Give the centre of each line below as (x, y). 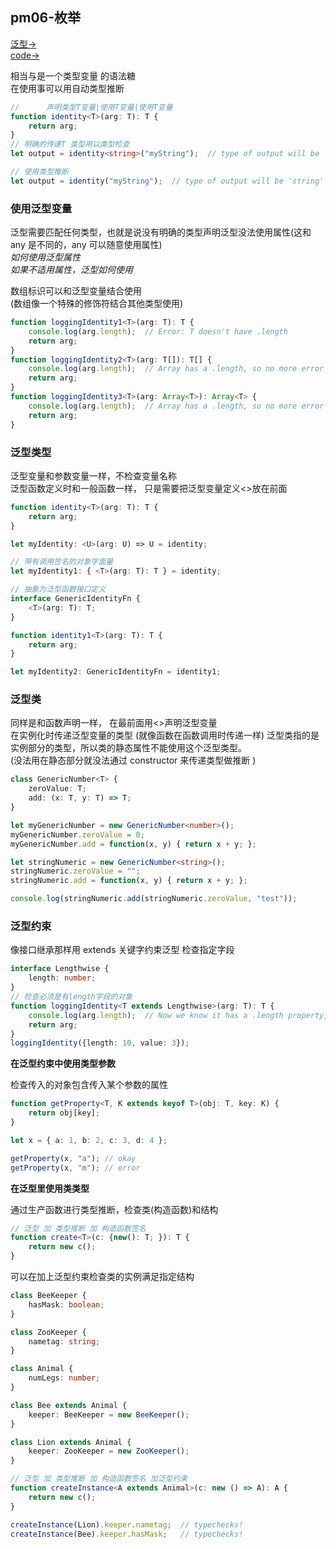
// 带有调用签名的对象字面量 (62, 562)
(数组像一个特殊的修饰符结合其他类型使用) (97, 304)
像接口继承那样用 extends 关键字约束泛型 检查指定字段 (122, 950)
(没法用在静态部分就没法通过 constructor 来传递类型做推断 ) (133, 760)
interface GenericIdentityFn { (75, 599)
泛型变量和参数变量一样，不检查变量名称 (93, 475)
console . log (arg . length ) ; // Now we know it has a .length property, (178, 1015)
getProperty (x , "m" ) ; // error (75, 1168)
